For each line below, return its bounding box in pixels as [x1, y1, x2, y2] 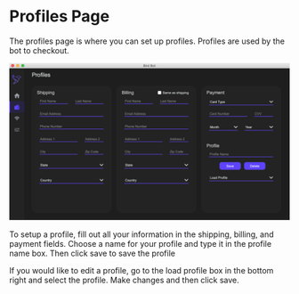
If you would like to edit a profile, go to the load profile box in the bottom [9, 265, 274, 276]
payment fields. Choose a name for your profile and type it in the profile [9, 239, 272, 249]
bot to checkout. [9, 45, 69, 55]
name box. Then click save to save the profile [9, 248, 176, 259]
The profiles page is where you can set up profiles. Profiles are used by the [9, 36, 285, 46]
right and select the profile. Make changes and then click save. [9, 274, 240, 286]
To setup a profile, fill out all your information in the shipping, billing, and [9, 229, 274, 240]
